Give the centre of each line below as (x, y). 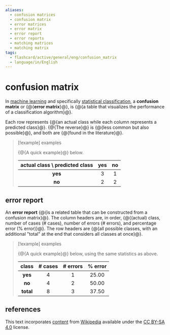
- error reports (27, 39)
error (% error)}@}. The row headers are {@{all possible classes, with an (81, 229)
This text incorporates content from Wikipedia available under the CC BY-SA (85, 322)
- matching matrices (31, 43)
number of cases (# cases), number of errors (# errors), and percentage (81, 223)
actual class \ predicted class (57, 165)
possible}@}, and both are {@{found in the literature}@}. (64, 133)
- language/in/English (34, 62)
